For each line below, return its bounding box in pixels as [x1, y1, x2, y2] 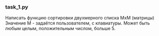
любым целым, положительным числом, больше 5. [5, 25, 116, 31]
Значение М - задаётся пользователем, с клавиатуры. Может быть [5, 20, 150, 26]
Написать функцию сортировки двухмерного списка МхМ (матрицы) [5, 15, 154, 21]
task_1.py [5, 3, 29, 10]
